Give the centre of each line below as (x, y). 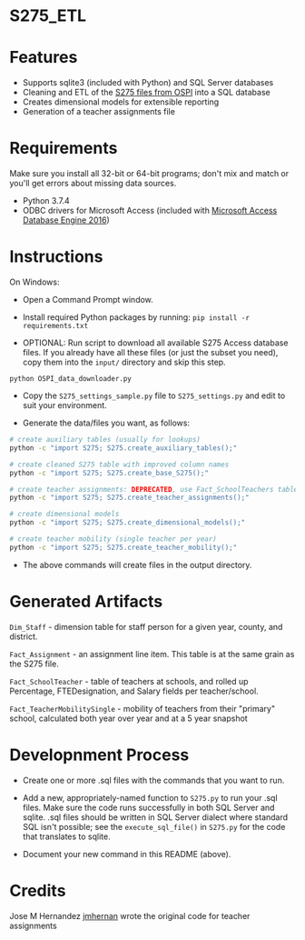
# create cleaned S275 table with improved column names (119, 465)
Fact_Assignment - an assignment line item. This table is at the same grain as (152, 654)
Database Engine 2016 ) (66, 220)
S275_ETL (48, 16)
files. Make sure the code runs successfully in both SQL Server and (148, 807)
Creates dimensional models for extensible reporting (121, 102)
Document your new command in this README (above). (127, 854)
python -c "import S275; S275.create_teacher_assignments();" (129, 498)
